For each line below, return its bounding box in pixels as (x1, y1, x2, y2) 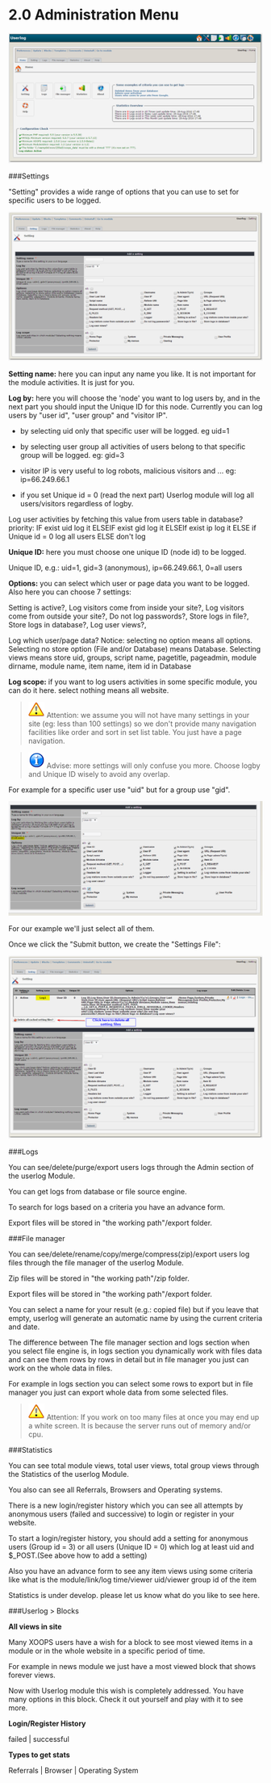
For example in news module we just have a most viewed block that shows (8, 1662, 256, 1672)
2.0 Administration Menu (8, 6, 179, 24)
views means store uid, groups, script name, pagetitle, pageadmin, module (8, 652, 256, 663)
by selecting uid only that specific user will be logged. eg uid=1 (19, 426, 230, 436)
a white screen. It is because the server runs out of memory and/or (27, 1421, 252, 1431)
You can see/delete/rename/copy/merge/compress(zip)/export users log (8, 1249, 250, 1259)
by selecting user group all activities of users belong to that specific (19, 442, 246, 451)
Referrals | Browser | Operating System (8, 1766, 139, 1776)
